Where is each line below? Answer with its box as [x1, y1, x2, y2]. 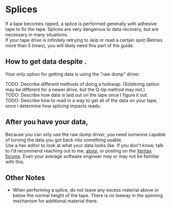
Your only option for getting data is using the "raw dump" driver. [5, 71, 141, 77]
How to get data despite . [5, 58, 87, 66]
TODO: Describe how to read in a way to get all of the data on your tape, [5, 97, 158, 103]
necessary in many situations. [5, 31, 68, 37]
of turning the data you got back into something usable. [5, 137, 123, 143]
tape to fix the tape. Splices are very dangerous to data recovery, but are [5, 26, 159, 32]
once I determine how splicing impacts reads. [5, 103, 101, 109]
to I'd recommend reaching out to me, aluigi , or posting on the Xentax [5, 147, 152, 154]
